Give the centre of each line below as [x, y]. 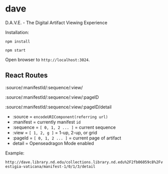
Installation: [17, 32]
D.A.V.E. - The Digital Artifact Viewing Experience [56, 23]
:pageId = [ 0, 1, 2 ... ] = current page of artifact [67, 138]
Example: [15, 153]
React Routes [26, 75]
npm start [16, 50]
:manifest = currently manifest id [47, 122]
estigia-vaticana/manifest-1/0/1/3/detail [50, 166]
